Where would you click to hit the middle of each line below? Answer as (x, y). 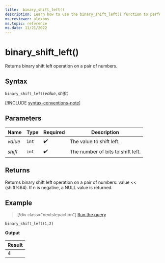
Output (13, 233)
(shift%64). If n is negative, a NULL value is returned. (59, 187)
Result (15, 245)
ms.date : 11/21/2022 (26, 28)
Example (19, 203)
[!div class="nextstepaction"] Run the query (62, 215)
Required (54, 132)
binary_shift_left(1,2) (29, 224)
